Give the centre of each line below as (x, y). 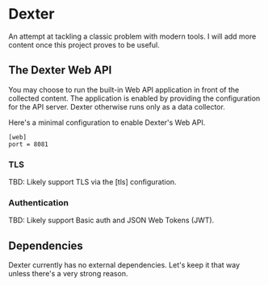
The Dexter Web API (60, 70)
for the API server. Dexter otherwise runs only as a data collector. (117, 106)
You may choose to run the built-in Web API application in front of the (124, 89)
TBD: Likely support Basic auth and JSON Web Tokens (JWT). (111, 220)
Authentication (38, 202)
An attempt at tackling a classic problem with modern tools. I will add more (132, 36)
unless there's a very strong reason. (68, 274)
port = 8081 (28, 144)
